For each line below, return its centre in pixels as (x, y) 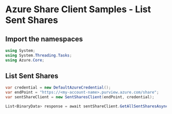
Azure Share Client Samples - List (78, 9)
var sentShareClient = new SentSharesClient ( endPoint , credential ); (80, 97)
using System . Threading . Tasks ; (39, 55)
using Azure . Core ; (25, 60)
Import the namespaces (44, 39)
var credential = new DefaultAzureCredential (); (58, 88)
